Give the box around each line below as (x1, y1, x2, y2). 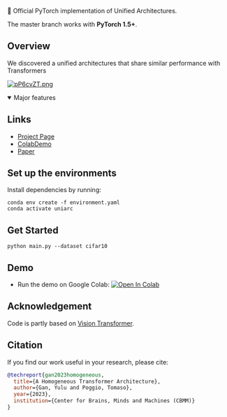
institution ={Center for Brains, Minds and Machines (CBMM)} (13, 397, 196, 404)
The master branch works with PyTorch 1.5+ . (7, 20, 138, 28)
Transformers (7, 66, 47, 75)
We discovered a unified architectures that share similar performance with (7, 59, 221, 67)
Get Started (7, 224, 59, 236)
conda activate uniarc (7, 205, 73, 212)
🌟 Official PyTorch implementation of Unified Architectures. (7, 7, 177, 15)
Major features (13, 93, 56, 101)
